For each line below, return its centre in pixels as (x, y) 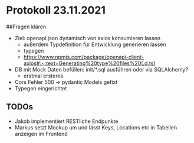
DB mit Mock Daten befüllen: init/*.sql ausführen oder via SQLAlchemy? (101, 69)
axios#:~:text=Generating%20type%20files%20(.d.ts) (89, 63)
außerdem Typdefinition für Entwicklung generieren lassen (95, 44)
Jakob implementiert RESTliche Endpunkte (66, 121)
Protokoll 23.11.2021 (56, 10)
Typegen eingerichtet (41, 88)
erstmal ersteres (43, 76)
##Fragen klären (26, 27)
